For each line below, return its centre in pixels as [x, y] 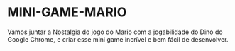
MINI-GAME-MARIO [67, 12]
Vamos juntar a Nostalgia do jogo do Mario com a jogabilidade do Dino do [115, 32]
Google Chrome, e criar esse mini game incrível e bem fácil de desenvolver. [118, 39]
